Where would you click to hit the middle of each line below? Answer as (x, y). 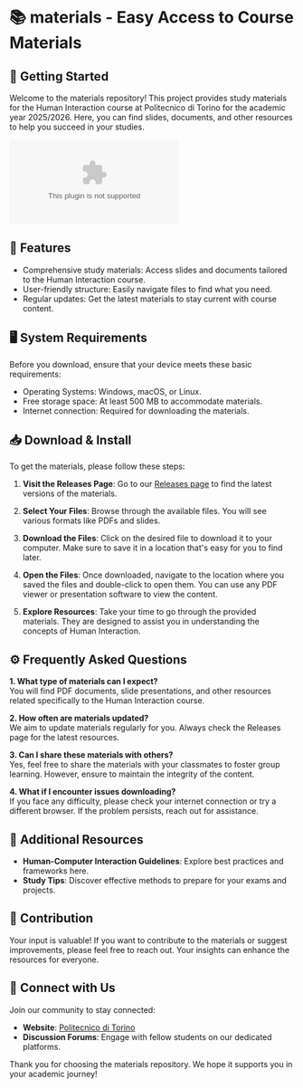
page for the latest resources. (65, 738)
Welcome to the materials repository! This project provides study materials (148, 98)
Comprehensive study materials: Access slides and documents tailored (155, 270)
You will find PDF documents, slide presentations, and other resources (141, 691)
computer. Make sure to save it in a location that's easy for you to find (152, 548)
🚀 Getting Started (59, 76)
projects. (39, 890)
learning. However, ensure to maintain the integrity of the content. (132, 774)
